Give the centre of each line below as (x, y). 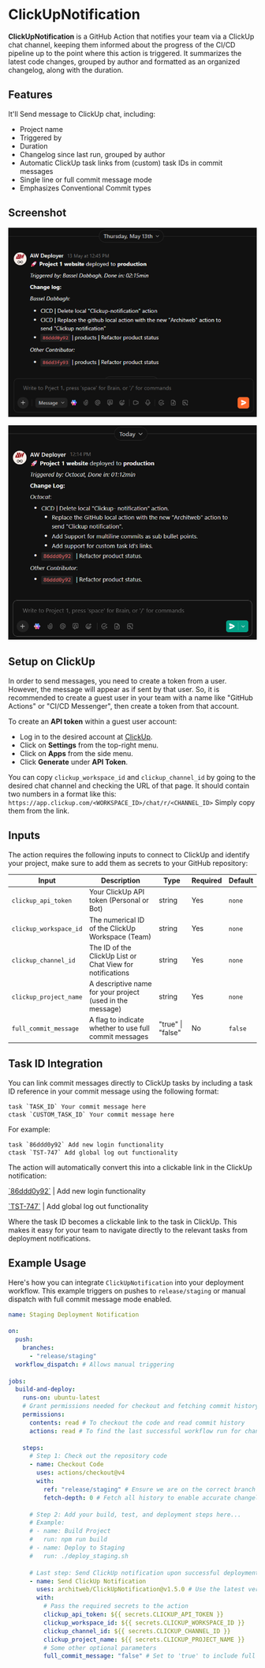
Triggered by (41, 137)
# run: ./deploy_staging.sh (78, 1556)
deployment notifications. (50, 1238)
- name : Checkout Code (66, 1465)
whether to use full (119, 1028)
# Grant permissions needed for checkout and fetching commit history (141, 1406)
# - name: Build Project (70, 1531)
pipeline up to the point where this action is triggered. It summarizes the (125, 53)
